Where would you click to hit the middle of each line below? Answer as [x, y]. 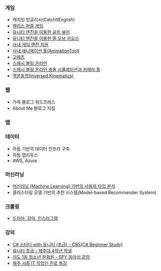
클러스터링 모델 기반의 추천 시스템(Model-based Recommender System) [84, 193]
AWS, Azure [25, 160]
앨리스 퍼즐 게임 [28, 26]
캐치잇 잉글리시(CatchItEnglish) [44, 20]
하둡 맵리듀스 [25, 155]
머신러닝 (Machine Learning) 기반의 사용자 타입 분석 [64, 186]
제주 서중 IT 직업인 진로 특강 [40, 263]
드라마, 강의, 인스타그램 [35, 219]
